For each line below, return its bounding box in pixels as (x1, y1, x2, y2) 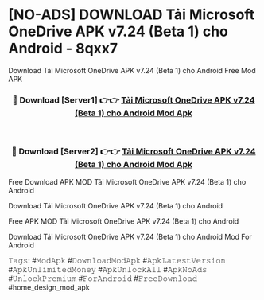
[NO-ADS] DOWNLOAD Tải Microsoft (8, 6, 255, 24)
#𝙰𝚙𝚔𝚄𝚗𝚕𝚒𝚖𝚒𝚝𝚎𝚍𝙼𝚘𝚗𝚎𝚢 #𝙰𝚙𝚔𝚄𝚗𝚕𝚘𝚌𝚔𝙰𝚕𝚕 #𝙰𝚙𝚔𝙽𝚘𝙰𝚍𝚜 (8, 264, 208, 274)
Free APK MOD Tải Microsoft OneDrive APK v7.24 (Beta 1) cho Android (8, 216, 239, 226)
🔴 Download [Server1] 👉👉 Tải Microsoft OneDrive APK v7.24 (12, 94, 255, 105)
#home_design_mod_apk (8, 282, 90, 292)
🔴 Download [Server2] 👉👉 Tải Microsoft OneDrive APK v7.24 (11, 146, 256, 157)
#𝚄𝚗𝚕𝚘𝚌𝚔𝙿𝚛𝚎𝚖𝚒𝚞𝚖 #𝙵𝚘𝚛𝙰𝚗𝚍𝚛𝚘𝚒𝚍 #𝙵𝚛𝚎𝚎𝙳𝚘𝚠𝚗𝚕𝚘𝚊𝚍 (8, 273, 197, 283)
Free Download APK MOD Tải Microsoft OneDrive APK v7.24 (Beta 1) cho (8, 177, 247, 186)
